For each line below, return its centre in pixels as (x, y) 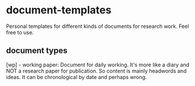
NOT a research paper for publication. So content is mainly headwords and (96, 71)
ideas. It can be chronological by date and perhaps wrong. (77, 77)
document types (37, 51)
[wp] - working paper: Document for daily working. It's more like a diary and (98, 64)
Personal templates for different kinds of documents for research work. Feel (97, 26)
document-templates (59, 10)
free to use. (20, 32)
